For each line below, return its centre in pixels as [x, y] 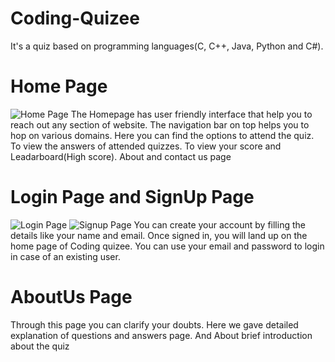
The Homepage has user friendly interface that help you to [191, 114]
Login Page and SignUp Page [132, 197]
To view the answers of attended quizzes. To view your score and [146, 146]
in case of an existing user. [65, 256]
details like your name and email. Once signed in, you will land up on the [159, 235]
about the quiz [40, 346]
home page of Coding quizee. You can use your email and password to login [167, 246]
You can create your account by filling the [219, 224]
